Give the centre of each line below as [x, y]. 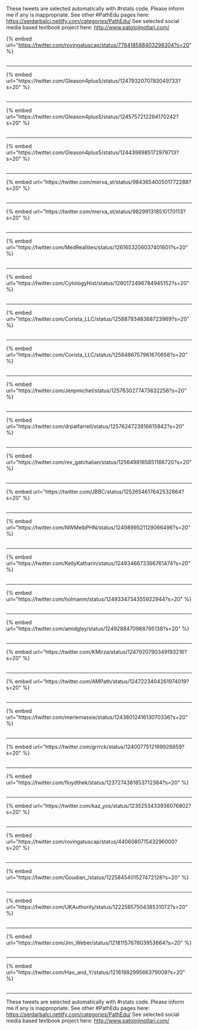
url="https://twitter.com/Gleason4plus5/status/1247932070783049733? [93, 81]
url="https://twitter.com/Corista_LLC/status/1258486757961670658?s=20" [97, 355]
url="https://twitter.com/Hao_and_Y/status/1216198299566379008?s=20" [96, 972]
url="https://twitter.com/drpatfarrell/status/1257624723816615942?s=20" [95, 426]
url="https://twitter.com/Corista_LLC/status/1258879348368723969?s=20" [98, 319]
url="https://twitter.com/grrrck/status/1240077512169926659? [109, 747]
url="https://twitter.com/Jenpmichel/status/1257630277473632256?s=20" [96, 390]
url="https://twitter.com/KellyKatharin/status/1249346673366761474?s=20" [98, 563]
